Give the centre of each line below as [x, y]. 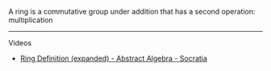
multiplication [31, 20]
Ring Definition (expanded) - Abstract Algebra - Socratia [114, 58]
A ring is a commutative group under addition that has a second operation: [132, 12]
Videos [20, 43]
